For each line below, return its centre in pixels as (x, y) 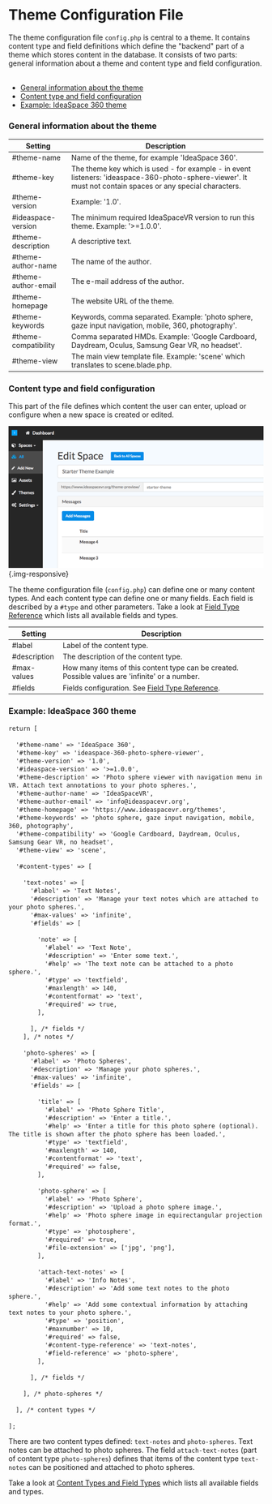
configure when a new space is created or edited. (91, 415)
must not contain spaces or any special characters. (156, 186)
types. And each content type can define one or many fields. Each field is (131, 598)
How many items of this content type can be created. (151, 668)
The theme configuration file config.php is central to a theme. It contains (130, 37)
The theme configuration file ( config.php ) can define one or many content (132, 589)
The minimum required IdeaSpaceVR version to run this (163, 217)
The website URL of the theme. (123, 301)
